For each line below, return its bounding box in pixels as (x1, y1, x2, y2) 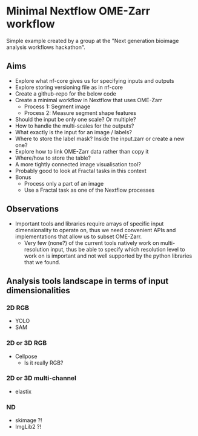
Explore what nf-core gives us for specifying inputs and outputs (15, 77, 174, 84)
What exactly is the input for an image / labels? (15, 128, 132, 135)
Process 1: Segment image (24, 103, 91, 110)
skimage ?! (15, 417, 42, 424)
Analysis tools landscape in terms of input (6, 276, 169, 286)
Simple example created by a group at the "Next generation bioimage (6, 37, 179, 44)
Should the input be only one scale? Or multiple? (15, 116, 136, 123)
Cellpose (15, 353, 38, 360)
